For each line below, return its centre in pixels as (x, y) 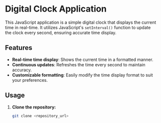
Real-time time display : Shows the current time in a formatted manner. (83, 60)
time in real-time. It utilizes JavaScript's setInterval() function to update (78, 27)
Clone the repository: (34, 107)
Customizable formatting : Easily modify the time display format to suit (82, 75)
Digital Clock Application (56, 9)
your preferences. (30, 80)
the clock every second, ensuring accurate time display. (61, 32)
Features (19, 48)
